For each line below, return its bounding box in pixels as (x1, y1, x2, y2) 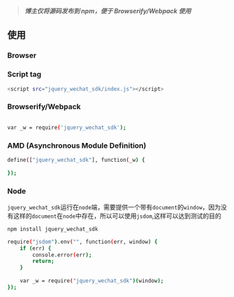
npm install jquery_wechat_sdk (7, 226, 98, 233)
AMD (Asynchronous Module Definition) (7, 140, 147, 150)
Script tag (7, 69, 42, 79)
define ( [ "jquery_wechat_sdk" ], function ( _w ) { (7, 156, 145, 163)
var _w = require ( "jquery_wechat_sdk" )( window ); (20, 277, 164, 284)
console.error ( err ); (32, 251, 92, 258)
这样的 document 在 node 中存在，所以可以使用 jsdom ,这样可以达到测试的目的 (13, 212, 221, 220)
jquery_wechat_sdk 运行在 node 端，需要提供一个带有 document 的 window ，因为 (7, 202, 221, 211)
